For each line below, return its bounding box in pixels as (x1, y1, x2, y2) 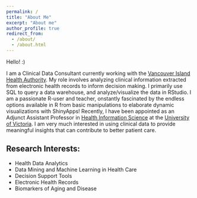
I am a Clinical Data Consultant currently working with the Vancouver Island (6, 70, 191, 77)
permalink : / (6, 8, 39, 15)
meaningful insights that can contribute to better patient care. (6, 126, 157, 134)
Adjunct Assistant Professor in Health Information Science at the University (6, 114, 190, 121)
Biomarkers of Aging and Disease (14, 185, 97, 192)
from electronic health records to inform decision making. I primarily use (6, 82, 183, 89)
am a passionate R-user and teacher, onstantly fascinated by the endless (6, 95, 185, 102)
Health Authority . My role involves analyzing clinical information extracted (6, 76, 187, 83)
